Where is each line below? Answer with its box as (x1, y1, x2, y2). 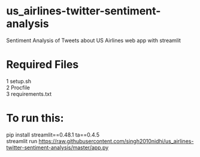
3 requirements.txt (6, 90, 52, 97)
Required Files (6, 58, 79, 71)
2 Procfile (6, 84, 30, 91)
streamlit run (6, 137, 38, 144)
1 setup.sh (6, 77, 32, 84)
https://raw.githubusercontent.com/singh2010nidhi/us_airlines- (38, 137, 194, 144)
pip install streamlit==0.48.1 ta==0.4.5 (6, 131, 100, 138)
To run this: (6, 111, 64, 125)
